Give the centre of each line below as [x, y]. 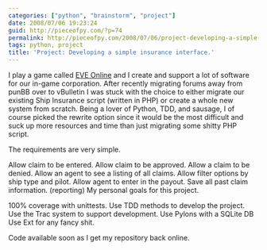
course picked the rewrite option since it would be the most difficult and [126, 117]
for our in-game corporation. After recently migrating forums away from [126, 83]
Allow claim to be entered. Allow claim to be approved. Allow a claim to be [129, 165]
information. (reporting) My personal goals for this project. [104, 190]
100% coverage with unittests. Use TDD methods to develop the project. [126, 206]
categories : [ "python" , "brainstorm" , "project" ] [92, 15]
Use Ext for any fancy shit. [52, 222]
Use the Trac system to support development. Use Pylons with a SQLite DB [131, 214]
